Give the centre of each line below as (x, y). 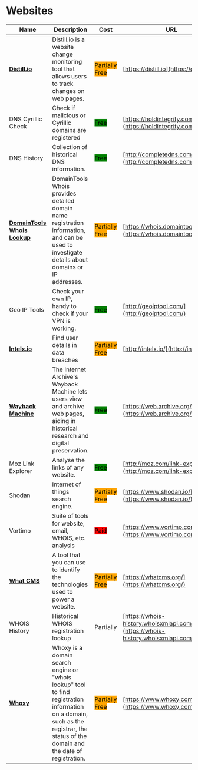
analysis (63, 545)
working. (64, 328)
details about (70, 259)
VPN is (61, 320)
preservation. (71, 450)
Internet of (67, 484)
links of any (68, 467)
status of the (70, 736)
